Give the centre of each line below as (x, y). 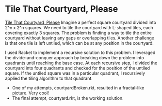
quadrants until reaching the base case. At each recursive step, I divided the (81, 63)
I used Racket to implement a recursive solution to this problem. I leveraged (80, 53)
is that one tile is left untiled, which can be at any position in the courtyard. (79, 43)
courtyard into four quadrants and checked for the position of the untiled (78, 68)
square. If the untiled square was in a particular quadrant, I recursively (75, 73)
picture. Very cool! (31, 93)
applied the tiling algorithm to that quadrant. (49, 78)
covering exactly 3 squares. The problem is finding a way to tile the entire (78, 33)
